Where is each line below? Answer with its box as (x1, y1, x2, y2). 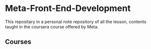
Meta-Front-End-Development (5, 3, 131, 14)
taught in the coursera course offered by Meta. (5, 24, 99, 29)
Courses (5, 38, 32, 46)
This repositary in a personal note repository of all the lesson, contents (5, 19, 147, 24)
